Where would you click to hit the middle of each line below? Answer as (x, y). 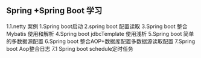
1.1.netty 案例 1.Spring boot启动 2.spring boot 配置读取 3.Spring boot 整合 (97, 26)
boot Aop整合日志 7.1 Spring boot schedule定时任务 (70, 48)
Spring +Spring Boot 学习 (54, 11)
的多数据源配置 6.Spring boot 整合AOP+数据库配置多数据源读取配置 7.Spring (101, 41)
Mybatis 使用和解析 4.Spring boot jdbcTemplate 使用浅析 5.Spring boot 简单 (100, 33)
